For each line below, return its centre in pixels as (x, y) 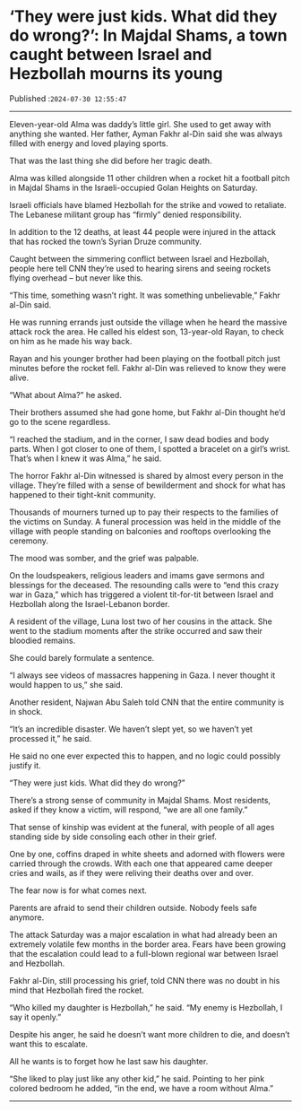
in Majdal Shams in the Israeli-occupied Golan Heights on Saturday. (133, 187)
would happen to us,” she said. (66, 684)
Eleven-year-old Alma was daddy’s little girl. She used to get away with (140, 124)
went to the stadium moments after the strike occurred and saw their (136, 630)
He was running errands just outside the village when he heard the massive (148, 322)
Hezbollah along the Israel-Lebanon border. (90, 603)
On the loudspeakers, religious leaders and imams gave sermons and (137, 575)
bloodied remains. (43, 640)
